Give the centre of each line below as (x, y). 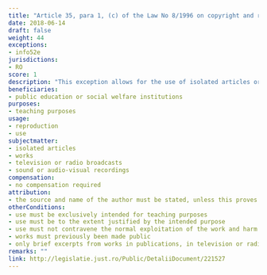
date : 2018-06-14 (37, 23)
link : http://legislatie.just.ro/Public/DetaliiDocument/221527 (117, 258)
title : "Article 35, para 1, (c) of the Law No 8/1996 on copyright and (131, 15)
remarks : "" (28, 251)
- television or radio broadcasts (66, 163)
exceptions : (28, 45)
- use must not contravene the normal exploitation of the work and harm (133, 229)
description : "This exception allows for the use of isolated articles (129, 82)
